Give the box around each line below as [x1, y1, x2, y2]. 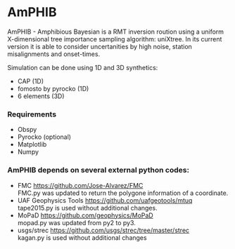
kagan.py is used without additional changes [17, 233, 147, 242]
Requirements [7, 109, 57, 119]
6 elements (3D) [17, 92, 65, 100]
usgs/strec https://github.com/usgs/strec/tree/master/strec [17, 226, 190, 234]
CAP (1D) [17, 76, 44, 85]
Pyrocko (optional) [17, 133, 72, 141]
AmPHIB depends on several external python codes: [7, 166, 190, 175]
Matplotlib [17, 140, 47, 149]
